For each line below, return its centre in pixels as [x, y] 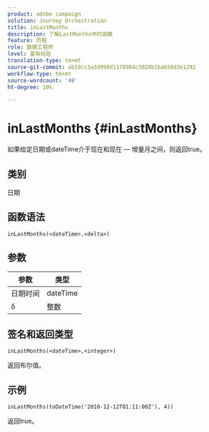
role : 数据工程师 [30, 47]
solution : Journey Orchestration [57, 21]
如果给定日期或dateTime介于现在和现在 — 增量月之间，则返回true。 [107, 149]
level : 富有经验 [29, 54]
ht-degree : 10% [30, 87]
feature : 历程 [27, 41]
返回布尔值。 [26, 366]
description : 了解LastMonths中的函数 [60, 34]
